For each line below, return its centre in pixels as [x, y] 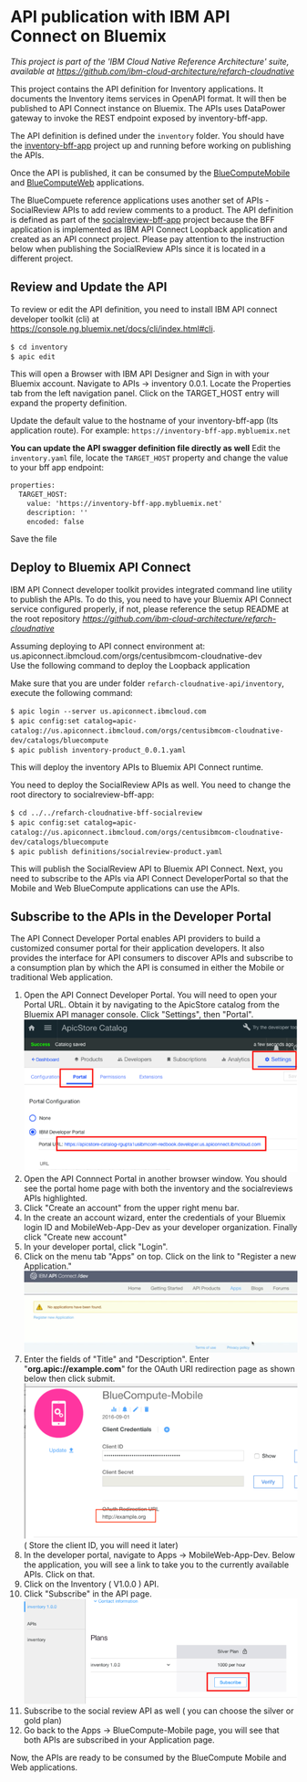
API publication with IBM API [120, 17]
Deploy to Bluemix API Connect [101, 568]
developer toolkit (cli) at [55, 319]
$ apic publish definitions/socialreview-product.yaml [117, 851]
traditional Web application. [61, 977]
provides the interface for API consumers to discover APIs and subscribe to [152, 958]
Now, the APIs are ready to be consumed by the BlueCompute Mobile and [148, 1757]
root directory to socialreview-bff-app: [82, 794]
